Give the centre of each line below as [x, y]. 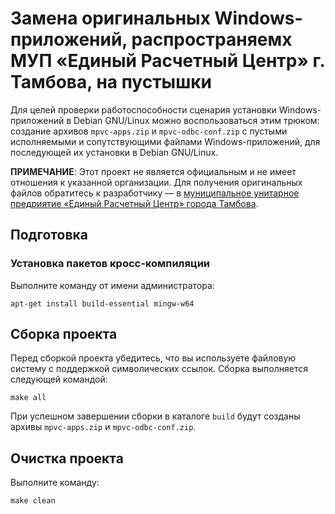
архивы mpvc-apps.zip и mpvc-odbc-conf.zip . [103, 427]
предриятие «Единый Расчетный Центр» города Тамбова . [134, 203]
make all [28, 398]
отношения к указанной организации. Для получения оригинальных [156, 182]
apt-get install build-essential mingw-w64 [102, 303]
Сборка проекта [64, 334]
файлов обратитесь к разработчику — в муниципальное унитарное [155, 193]
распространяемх [212, 39]
